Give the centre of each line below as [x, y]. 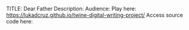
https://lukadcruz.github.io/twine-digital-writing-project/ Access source [95, 15]
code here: [19, 21]
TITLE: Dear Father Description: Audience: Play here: [71, 9]
